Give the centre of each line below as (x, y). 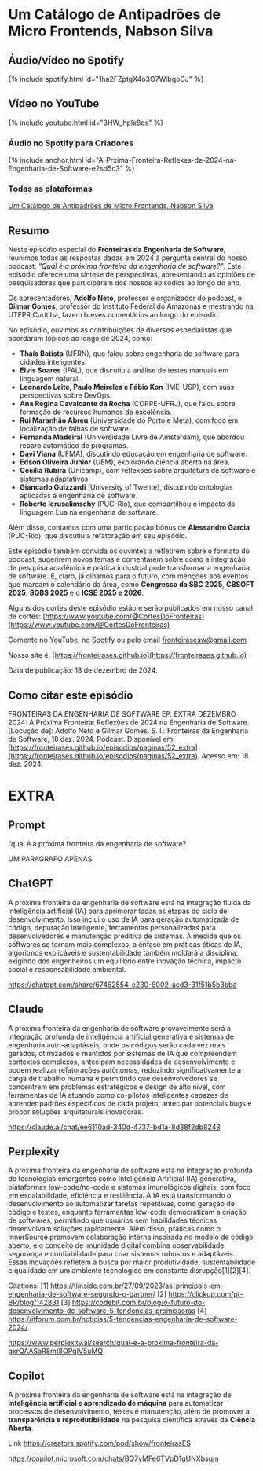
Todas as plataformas (50, 189)
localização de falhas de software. (75, 429)
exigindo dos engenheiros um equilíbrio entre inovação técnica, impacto (125, 961)
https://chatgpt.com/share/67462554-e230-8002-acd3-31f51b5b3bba (122, 985)
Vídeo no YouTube (54, 104)
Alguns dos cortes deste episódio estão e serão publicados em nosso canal (131, 608)
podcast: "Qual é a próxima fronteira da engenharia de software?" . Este (125, 266)
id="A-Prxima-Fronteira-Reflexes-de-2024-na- (161, 160)
